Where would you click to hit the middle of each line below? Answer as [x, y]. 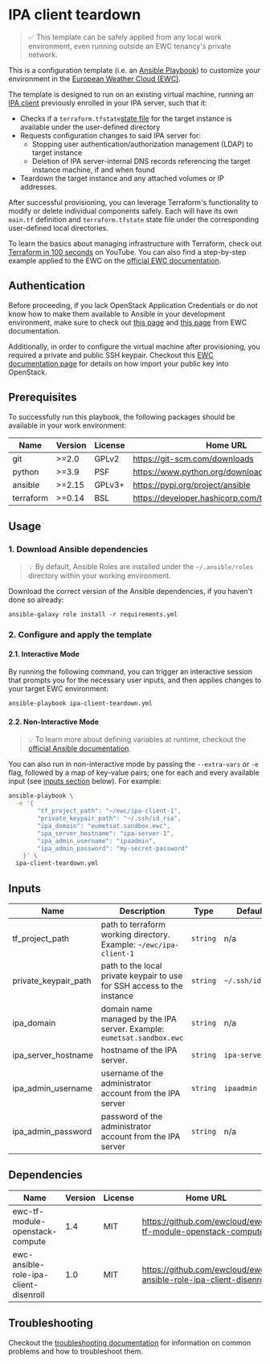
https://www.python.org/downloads [200, 472]
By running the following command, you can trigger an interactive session [131, 672]
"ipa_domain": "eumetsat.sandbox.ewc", [104, 825]
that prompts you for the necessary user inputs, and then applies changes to [135, 680]
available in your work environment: [67, 425]
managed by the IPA [139, 1019]
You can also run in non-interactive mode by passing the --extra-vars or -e [133, 764]
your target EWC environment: [59, 689]
